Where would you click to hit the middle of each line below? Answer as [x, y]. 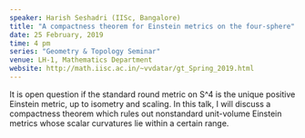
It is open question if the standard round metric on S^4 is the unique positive [152, 94]
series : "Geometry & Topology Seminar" [85, 52]
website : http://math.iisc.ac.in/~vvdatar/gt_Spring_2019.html [132, 69]
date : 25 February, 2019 [56, 34]
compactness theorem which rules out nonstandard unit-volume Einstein [146, 113]
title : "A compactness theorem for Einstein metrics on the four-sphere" [152, 26]
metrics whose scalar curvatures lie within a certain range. [119, 123]
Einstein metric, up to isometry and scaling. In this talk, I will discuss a [140, 103]
